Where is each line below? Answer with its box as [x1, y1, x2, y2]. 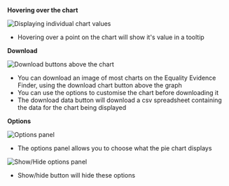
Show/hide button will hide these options [17, 171, 135, 179]
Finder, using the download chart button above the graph [17, 81, 182, 90]
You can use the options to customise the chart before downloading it [17, 89, 219, 96]
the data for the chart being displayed [17, 103, 127, 111]
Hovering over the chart [7, 6, 78, 14]
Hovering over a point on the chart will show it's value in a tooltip [17, 33, 204, 41]
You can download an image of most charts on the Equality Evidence [17, 73, 216, 82]
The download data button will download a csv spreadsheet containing [17, 96, 222, 104]
